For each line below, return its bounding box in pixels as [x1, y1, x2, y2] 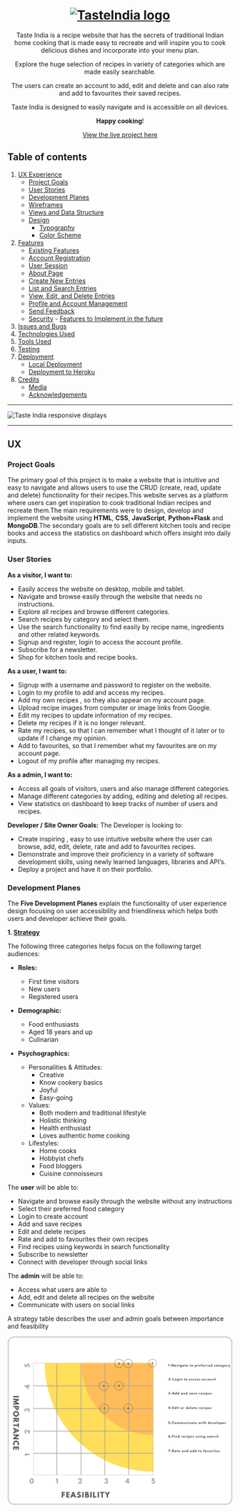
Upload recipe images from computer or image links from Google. [17, 703, 212, 712]
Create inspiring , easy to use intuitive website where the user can [17, 835, 213, 843]
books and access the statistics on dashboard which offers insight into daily [7, 529, 231, 537]
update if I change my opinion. [17, 733, 108, 742]
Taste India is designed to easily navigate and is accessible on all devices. [11, 102, 229, 111]
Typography [39, 223, 75, 232]
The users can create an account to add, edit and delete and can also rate [11, 81, 229, 89]
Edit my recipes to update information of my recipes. [17, 711, 173, 720]
